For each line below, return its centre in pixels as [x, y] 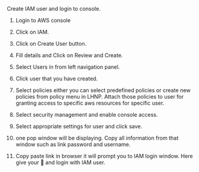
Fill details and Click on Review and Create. [69, 55]
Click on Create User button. [51, 44]
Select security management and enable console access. [87, 115]
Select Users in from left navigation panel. [68, 67]
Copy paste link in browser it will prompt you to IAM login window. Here [104, 156]
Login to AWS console [43, 20]
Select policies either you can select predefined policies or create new [103, 90]
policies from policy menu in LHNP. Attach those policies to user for [99, 97]
